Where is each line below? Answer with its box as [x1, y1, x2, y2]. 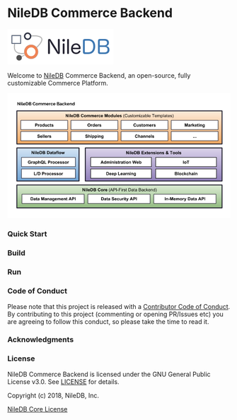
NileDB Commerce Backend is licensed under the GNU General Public [7, 370, 211, 378]
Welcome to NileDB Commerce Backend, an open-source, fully [7, 71, 191, 79]
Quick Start [7, 229, 47, 239]
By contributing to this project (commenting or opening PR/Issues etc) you [7, 310, 224, 318]
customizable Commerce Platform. [7, 78, 108, 87]
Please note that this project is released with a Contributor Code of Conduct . [7, 302, 231, 310]
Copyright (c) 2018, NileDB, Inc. [7, 391, 99, 399]
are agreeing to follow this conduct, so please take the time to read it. [7, 317, 209, 326]
